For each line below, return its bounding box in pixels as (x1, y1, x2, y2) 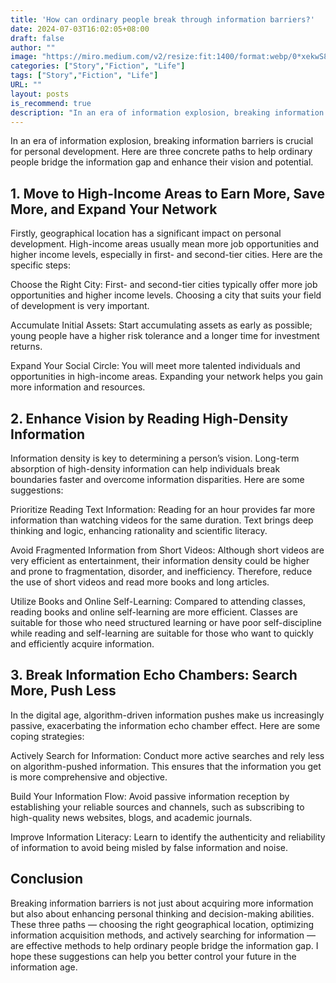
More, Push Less (10, 682, 117, 700)
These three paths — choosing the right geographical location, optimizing (10, 918, 314, 930)
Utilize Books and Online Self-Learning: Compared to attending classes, (10, 596, 306, 607)
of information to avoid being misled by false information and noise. (10, 841, 288, 853)
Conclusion (10, 871, 84, 888)
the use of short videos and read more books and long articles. (10, 576, 270, 588)
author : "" (10, 42, 56, 53)
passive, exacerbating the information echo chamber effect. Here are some (10, 719, 321, 731)
